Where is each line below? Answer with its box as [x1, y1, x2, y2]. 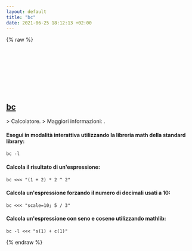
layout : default [6, 8, 47, 15]
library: [6, 138, 25, 145]
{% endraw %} [6, 239, 43, 246]
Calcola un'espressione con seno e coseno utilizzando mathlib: [6, 215, 166, 222]
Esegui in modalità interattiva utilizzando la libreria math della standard [6, 131, 186, 138]
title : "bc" [6, 14, 36, 20]
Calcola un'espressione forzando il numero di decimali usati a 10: [6, 189, 171, 197]
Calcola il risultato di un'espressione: [6, 163, 100, 171]
